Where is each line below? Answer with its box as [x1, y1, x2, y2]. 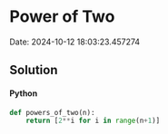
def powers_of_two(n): [9, 108, 95, 117]
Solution [9, 62, 58, 78]
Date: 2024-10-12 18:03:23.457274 [9, 36, 141, 47]
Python [9, 88, 38, 99]
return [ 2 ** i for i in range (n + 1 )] [25, 116, 161, 126]
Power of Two [9, 6, 115, 27]
